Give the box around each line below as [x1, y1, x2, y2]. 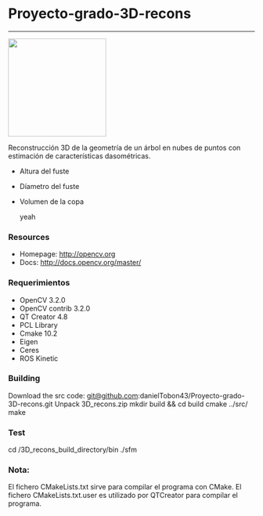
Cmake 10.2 [19, 329, 58, 338]
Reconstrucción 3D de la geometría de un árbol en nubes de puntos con [8, 143, 241, 152]
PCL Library [19, 320, 59, 329]
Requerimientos [8, 278, 70, 289]
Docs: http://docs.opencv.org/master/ [19, 258, 142, 267]
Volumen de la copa [19, 197, 85, 206]
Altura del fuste [19, 166, 70, 176]
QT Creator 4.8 [19, 311, 68, 322]
